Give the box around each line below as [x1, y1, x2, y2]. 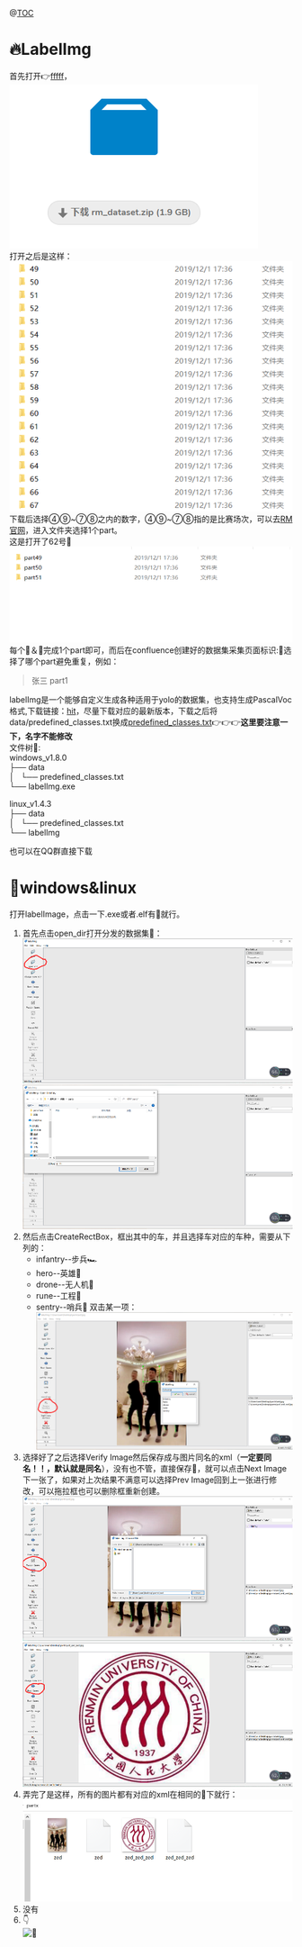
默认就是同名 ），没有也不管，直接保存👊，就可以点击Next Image [53, 1463, 288, 1474]
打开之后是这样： [9, 250, 73, 261]
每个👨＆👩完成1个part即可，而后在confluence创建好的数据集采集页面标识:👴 [9, 644, 285, 656]
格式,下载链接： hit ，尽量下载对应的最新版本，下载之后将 [9, 705, 218, 716]
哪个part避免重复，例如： [24, 656, 120, 666]
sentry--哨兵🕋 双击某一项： [35, 1301, 138, 1313]
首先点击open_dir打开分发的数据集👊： [22, 928, 164, 938]
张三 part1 [31, 675, 69, 685]
